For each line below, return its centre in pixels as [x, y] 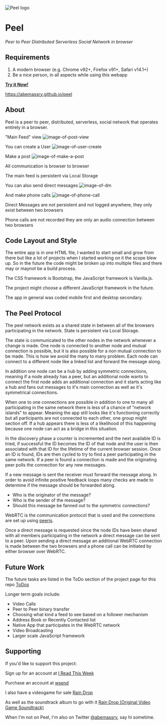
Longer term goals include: [33, 594]
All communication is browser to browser [47, 166]
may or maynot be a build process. [41, 269]
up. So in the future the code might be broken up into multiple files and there [84, 263]
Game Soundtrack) [24, 708]
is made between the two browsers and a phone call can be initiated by [79, 546]
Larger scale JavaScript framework [48, 636]
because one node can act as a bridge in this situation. [62, 429]
